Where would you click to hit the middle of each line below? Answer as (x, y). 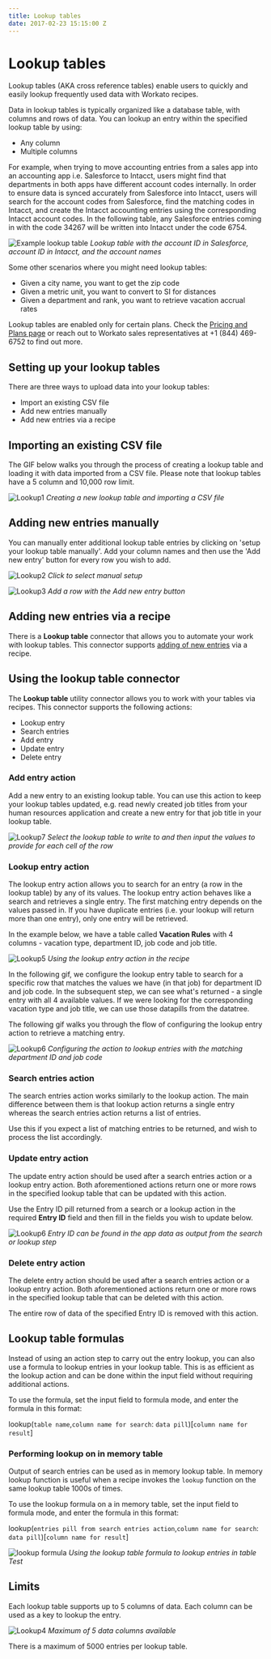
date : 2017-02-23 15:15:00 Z (57, 23)
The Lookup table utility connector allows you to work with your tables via (132, 698)
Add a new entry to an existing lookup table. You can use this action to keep (135, 795)
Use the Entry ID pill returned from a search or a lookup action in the (122, 1209)
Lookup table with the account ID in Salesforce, (169, 243)
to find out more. (55, 342)
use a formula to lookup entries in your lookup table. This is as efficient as (131, 1367)
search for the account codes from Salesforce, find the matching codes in (131, 202)
